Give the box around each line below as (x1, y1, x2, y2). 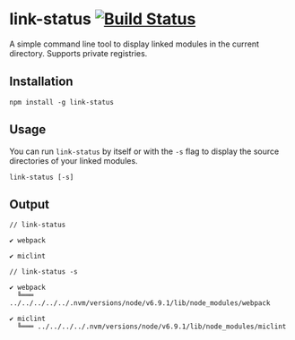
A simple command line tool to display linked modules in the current (9, 38, 260, 49)
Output (9, 197, 49, 212)
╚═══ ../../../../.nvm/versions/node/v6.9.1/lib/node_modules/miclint (17, 322, 287, 331)
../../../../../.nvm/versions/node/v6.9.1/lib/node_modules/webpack (9, 299, 271, 308)
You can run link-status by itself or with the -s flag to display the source (9, 146, 280, 157)
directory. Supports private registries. (9, 47, 148, 58)
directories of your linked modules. (9, 155, 138, 166)
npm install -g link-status (9, 98, 115, 106)
